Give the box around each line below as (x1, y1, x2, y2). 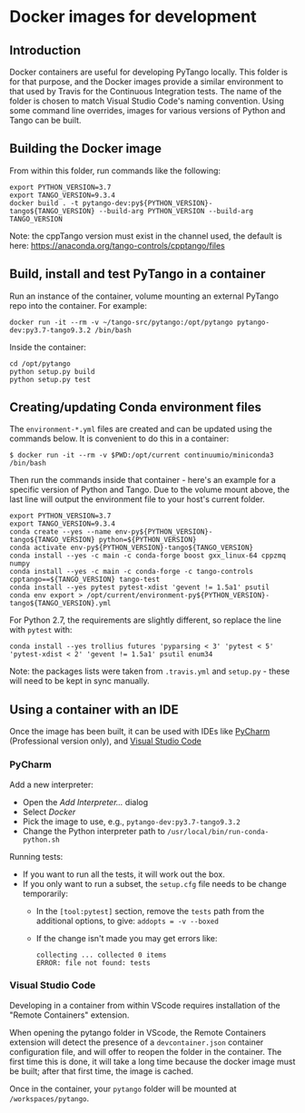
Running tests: (9, 851, 64, 862)
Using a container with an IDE (9, 702, 179, 717)
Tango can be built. (9, 115, 82, 125)
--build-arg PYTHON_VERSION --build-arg (98, 206, 254, 215)
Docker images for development (9, 6, 257, 27)
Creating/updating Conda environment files (9, 399, 261, 415)
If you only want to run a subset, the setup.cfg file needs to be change (22, 878, 288, 889)
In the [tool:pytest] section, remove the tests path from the (35, 905, 265, 916)
